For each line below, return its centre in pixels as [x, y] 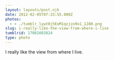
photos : [13, 19]
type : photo [18, 38]
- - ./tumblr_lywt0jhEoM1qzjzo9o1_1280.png [56, 24]
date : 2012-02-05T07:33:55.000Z [39, 14]
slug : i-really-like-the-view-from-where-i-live [57, 28]
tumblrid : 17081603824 [29, 33]
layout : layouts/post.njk [32, 10]
